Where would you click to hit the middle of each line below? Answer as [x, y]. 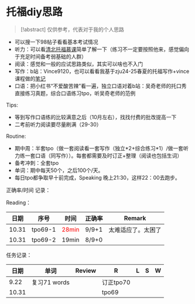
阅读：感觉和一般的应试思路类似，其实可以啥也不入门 [79, 64]
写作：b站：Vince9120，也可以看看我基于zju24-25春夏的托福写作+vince [102, 71]
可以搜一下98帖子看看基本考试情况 [56, 42]
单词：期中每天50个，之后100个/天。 [59, 170]
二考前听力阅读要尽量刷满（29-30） [58, 124]
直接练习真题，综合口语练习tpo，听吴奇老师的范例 [75, 93]
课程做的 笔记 [30, 78]
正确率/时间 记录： [28, 190]
